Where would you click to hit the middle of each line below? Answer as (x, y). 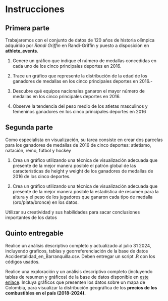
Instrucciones (35, 9)
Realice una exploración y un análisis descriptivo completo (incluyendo (79, 271)
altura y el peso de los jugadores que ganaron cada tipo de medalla (82, 197)
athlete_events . (22, 51)
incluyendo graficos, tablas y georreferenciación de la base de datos (77, 251)
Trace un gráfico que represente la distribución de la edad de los (80, 76)
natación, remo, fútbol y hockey (38, 150)
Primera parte (27, 28)
